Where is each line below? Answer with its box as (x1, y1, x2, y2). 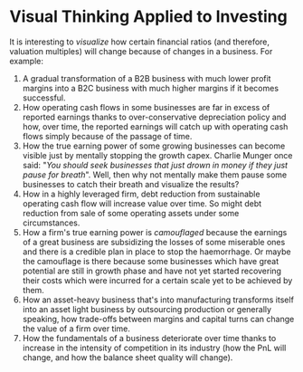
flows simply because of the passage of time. (22, 130, 193, 141)
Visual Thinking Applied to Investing (9, 6, 288, 27)
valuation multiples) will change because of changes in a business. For (9, 45, 273, 56)
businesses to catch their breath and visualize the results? (22, 178, 240, 189)
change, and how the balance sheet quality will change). (22, 351, 233, 363)
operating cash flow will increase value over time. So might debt (22, 197, 262, 209)
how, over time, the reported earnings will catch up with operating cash (22, 120, 289, 132)
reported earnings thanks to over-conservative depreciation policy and (22, 111, 287, 122)
